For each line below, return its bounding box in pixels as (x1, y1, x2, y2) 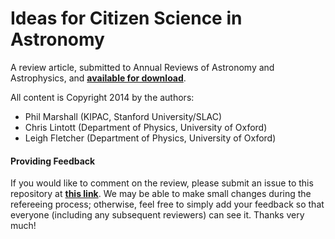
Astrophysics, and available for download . (10, 72, 187, 84)
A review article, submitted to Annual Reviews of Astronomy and (10, 61, 275, 73)
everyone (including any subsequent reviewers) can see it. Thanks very (10, 209, 305, 221)
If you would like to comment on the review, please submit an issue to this (10, 177, 314, 189)
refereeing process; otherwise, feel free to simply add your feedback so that (10, 198, 325, 211)
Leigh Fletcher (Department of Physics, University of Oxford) (24, 132, 277, 144)
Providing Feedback (10, 155, 96, 167)
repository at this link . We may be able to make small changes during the (10, 188, 312, 200)
